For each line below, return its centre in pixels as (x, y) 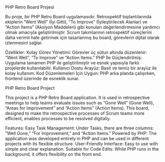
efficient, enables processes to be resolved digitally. (58, 118)
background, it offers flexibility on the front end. (54, 154)
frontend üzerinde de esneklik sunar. (42, 79)
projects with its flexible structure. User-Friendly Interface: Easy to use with (82, 144)
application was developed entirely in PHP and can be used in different (77, 138)
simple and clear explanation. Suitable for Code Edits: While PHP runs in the (82, 149)
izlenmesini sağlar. (24, 43)
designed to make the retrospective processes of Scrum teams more (75, 113)
